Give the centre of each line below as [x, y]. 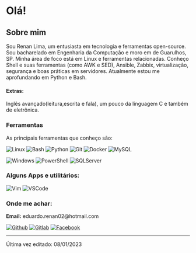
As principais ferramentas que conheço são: [59, 138]
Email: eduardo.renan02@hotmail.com [52, 216]
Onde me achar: [29, 203]
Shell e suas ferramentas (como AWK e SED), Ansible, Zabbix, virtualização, [97, 65]
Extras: [15, 91]
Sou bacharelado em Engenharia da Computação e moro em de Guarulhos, [96, 53]
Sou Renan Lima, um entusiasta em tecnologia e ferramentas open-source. [96, 46]
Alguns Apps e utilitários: [43, 175]
